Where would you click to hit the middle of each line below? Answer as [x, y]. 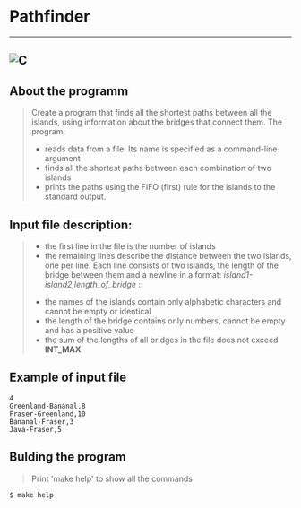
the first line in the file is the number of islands [130, 246]
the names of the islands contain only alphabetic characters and [163, 301]
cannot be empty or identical [98, 311]
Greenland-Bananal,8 [48, 406]
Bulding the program [68, 457]
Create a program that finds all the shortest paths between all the [151, 113]
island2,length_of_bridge [90, 284]
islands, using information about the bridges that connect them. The [157, 122]
